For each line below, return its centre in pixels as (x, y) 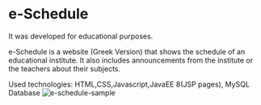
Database (24, 92)
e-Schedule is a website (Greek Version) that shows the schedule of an (127, 51)
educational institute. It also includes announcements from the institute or (130, 60)
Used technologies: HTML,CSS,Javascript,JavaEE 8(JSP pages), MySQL (129, 84)
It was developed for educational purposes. (81, 36)
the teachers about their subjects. (65, 68)
